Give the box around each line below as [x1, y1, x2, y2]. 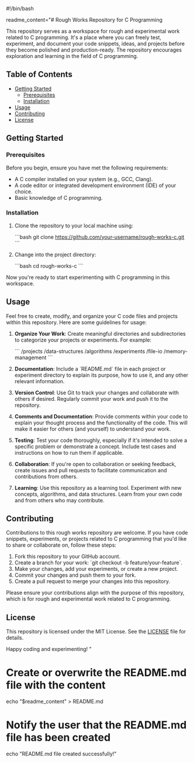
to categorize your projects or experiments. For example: [14, 336, 152, 343]
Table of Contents [6, 70, 73, 80]
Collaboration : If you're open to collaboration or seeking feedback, [14, 460, 176, 468]
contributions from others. [14, 473, 78, 480]
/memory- [163, 348, 188, 355]
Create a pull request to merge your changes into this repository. [14, 578, 171, 585]
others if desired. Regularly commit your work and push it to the [14, 395, 168, 402]
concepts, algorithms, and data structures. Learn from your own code [14, 491, 182, 498]
